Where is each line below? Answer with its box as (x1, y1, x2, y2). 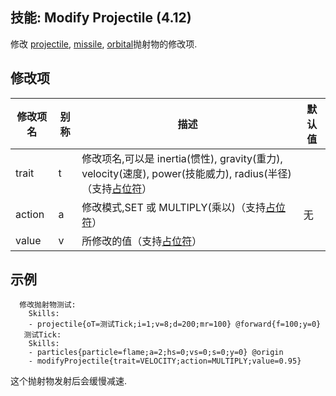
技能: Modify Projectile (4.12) (10, 9, 192, 27)
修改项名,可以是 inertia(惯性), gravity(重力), (81, 151, 283, 165)
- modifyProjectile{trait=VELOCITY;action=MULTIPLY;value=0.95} (28, 356, 302, 367)
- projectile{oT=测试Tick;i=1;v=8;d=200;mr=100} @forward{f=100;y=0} (28, 319, 322, 330)
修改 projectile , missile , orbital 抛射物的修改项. (10, 38, 198, 50)
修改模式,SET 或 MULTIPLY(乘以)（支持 (81, 200, 266, 214)
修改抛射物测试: (19, 300, 77, 310)
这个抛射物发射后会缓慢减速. (10, 375, 128, 387)
